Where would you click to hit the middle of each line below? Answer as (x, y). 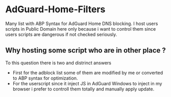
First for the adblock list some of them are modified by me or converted (88, 72)
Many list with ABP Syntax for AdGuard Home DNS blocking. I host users (82, 23)
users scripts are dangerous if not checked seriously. (61, 34)
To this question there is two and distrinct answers (58, 63)
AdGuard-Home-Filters (55, 9)
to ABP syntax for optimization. (45, 78)
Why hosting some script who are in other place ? (86, 50)
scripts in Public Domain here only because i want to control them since (81, 29)
